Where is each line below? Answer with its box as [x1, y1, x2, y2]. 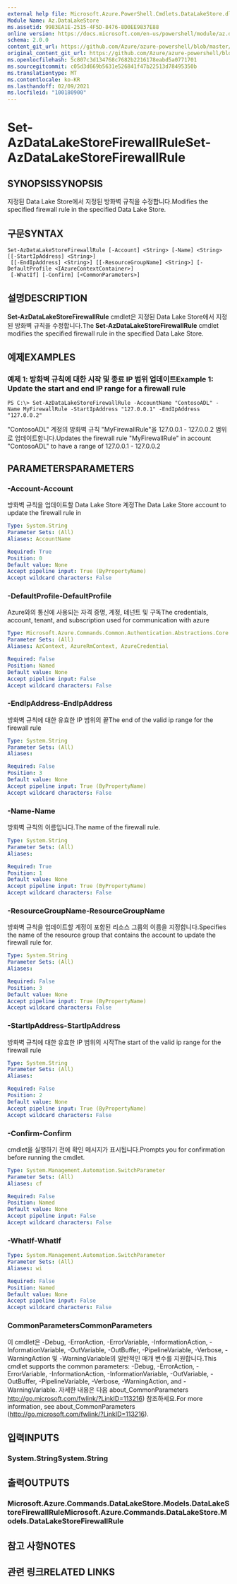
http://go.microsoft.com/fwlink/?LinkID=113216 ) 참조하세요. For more [7, 1394, 203, 1402]
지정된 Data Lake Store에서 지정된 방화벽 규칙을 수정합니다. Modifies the [7, 197, 209, 206]
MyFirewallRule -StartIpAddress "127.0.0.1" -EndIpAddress [23, 406, 200, 413]
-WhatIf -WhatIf [7, 1236, 61, 1246]
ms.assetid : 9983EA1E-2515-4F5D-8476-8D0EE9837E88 [7, 23, 159, 30]
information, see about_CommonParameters [7, 1402, 135, 1410]
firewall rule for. [7, 938, 53, 947]
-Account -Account [7, 483, 73, 493]
